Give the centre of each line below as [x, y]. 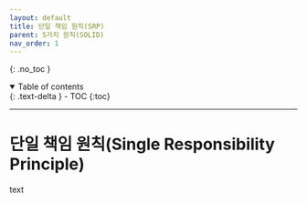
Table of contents [51, 86]
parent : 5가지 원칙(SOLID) [57, 35]
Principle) [47, 164]
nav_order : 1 [34, 43]
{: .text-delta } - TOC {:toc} [60, 96]
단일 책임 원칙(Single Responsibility [143, 144]
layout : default [40, 18]
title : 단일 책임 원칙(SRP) [57, 26]
